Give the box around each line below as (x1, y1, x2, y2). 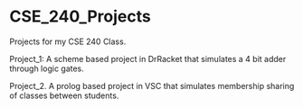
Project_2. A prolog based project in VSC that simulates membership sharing (9, 80, 295, 91)
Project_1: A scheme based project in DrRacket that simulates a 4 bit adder (9, 53, 287, 64)
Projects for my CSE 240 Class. (9, 36, 127, 47)
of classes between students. (9, 90, 119, 101)
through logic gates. (9, 63, 84, 74)
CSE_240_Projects (9, 6, 151, 27)
